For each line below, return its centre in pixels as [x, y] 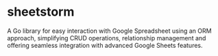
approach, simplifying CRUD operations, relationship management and [107, 38]
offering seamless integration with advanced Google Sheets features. [105, 45]
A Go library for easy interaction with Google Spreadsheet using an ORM [109, 31]
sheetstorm [41, 12]
